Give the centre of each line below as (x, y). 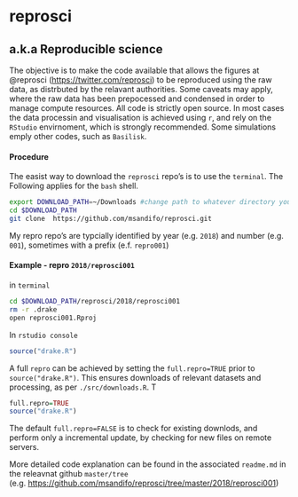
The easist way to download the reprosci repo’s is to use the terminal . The (146, 177)
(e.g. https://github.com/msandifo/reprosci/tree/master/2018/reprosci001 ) (144, 483)
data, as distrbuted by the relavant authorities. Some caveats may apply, (141, 89)
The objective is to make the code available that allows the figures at (134, 70)
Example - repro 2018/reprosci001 (72, 265)
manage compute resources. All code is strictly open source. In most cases (147, 108)
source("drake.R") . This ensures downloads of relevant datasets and (135, 377)
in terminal (30, 285)
